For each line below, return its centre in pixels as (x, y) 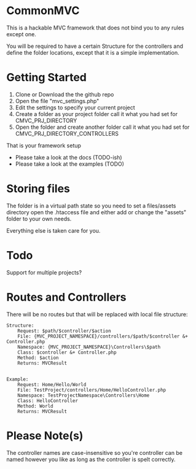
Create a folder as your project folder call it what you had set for (96, 114)
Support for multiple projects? (44, 272)
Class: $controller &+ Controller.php (67, 352)
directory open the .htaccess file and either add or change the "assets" (96, 212)
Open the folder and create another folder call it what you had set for (102, 127)
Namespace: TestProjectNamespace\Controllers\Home (84, 395)
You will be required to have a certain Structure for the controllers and (95, 46)
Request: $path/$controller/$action (65, 331)
